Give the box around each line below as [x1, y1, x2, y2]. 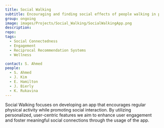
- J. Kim [9, 75, 27, 80]
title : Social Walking [5, 7, 51, 12]
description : [5, 25, 32, 30]
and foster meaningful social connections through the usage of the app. [5, 117, 150, 123]
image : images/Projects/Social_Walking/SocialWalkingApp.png [5, 20, 132, 26]
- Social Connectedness [9, 39, 58, 44]
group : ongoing [5, 16, 36, 21]
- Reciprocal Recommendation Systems [9, 48, 86, 53]
